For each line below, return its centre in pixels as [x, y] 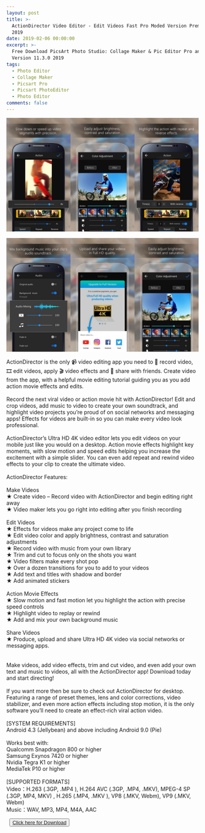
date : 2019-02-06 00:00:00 [41, 39]
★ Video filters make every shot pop [52, 561]
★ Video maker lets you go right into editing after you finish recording [94, 510]
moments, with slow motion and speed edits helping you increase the [93, 451]
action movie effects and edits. [45, 386]
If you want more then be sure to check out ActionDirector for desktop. [95, 691]
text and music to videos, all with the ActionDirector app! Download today [99, 672]
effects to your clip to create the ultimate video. [66, 464]
